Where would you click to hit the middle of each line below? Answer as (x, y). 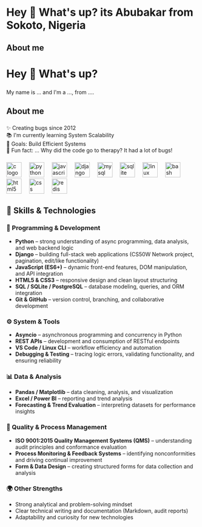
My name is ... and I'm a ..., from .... (50, 92)
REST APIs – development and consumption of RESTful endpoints (97, 341)
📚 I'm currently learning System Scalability (60, 135)
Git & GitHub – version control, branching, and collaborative (90, 299)
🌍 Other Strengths (35, 489)
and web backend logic (44, 248)
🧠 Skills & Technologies (51, 211)
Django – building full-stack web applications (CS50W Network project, (104, 254)
